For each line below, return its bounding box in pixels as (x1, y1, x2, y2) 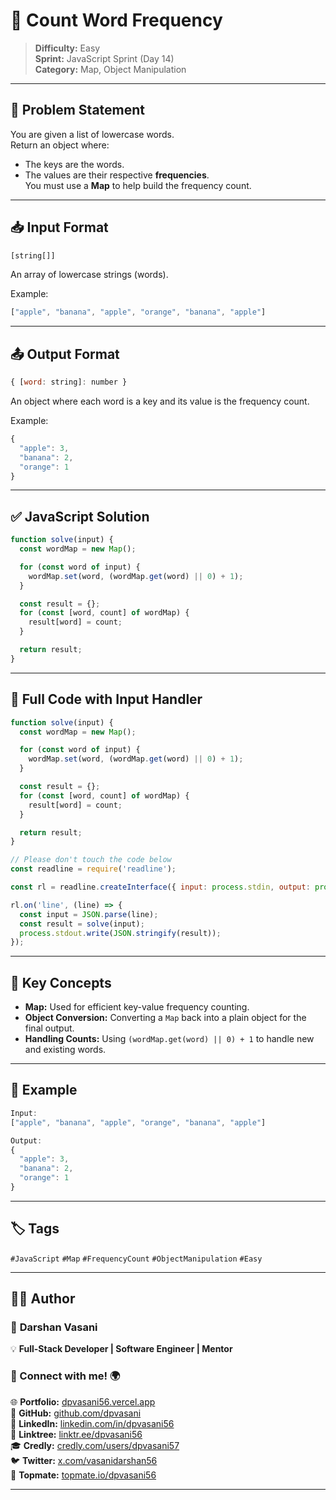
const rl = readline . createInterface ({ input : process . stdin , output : (10, 882, 311, 892)
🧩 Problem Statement (10, 102, 146, 119)
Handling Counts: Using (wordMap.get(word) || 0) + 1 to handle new (24, 1033, 315, 1045)
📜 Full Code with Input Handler (10, 691, 203, 708)
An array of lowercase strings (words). (10, 269, 169, 281)
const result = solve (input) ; (19, 919, 145, 929)
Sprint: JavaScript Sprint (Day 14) (34, 52, 175, 64)
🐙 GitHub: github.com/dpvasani (10, 1407, 142, 1419)
